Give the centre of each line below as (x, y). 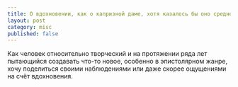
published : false (33, 34)
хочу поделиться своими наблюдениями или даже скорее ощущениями (117, 69)
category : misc (30, 27)
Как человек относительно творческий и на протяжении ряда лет (107, 54)
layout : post (27, 21)
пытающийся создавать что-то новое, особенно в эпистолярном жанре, (118, 62)
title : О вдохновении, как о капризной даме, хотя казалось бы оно (109, 14)
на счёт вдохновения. (40, 76)
